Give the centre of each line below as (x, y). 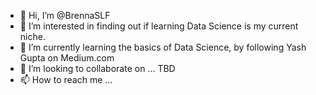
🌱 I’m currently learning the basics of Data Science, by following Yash (163, 47)
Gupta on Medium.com (67, 58)
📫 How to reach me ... (66, 79)
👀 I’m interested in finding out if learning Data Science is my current (159, 26)
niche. (32, 36)
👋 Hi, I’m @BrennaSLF (65, 15)
